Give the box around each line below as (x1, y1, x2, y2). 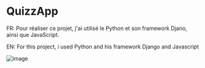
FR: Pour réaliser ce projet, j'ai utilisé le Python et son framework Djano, (6, 25, 188, 32)
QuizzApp (6, 4, 59, 18)
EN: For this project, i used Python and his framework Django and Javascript (6, 43, 199, 50)
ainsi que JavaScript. (6, 31, 59, 38)
